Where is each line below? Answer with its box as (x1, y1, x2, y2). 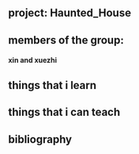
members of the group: (8, 33, 124, 47)
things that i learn (8, 79, 97, 92)
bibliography (8, 133, 73, 146)
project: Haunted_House (8, 6, 132, 20)
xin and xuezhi (8, 56, 58, 65)
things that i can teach (8, 106, 121, 119)
